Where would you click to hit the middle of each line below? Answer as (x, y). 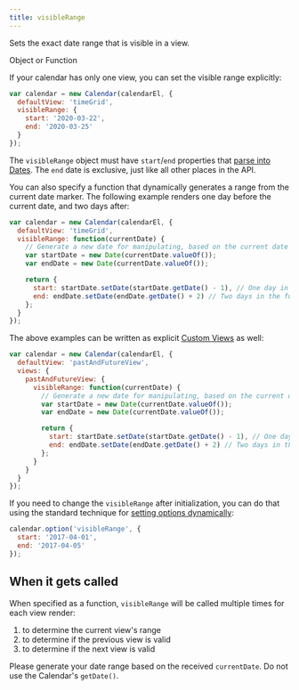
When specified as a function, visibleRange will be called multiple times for (147, 603)
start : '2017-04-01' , (57, 538)
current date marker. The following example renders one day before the (140, 196)
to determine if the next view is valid (89, 649)
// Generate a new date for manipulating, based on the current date (157, 247)
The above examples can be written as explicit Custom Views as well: (137, 338)
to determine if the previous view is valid (96, 639)
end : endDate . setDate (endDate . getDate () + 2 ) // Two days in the (156, 296)
